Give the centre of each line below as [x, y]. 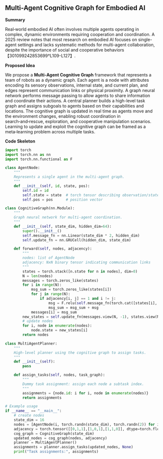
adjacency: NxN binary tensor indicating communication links [87, 262]
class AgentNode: [23, 168]
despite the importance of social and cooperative [54, 50]
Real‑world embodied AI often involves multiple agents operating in [72, 29]
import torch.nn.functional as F [39, 159]
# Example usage [21, 406]
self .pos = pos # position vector [63, 200]
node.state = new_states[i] [59, 330]
